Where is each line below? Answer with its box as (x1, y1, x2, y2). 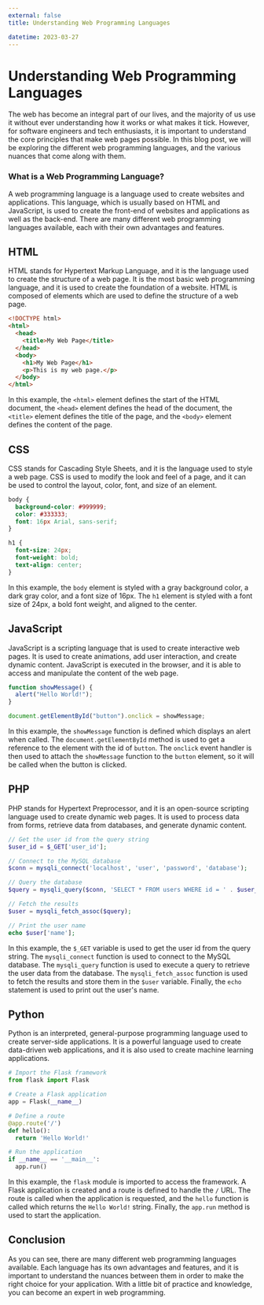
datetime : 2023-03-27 (8, 33, 79, 41)
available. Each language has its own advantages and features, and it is (8, 1262, 240, 1272)
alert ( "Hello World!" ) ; (15, 690, 93, 699)
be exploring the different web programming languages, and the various (8, 143, 241, 153)
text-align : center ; (15, 560, 82, 569)
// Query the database (8, 878, 82, 886)
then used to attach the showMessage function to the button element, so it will (8, 752, 255, 761)
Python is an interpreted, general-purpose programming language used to (8, 1029, 248, 1038)
